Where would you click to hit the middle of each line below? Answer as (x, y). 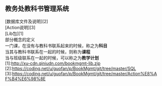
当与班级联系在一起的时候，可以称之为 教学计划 (52, 58)
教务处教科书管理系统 (37, 9)
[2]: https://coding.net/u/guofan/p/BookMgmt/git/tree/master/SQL (71, 68)
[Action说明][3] (20, 27)
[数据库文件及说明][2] (27, 21)
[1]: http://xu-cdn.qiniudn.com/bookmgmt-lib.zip (53, 63)
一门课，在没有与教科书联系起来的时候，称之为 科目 (56, 46)
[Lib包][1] (14, 34)
